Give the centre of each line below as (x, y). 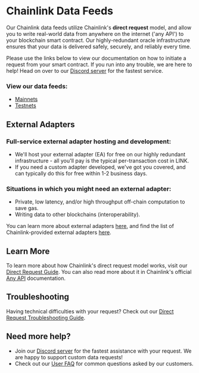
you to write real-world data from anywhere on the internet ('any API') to (95, 33)
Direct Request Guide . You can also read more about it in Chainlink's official (99, 272)
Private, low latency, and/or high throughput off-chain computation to (100, 202)
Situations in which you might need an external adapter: (89, 189)
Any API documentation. (36, 278)
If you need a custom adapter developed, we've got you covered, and (100, 167)
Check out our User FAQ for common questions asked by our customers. (104, 363)
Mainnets (26, 99)
